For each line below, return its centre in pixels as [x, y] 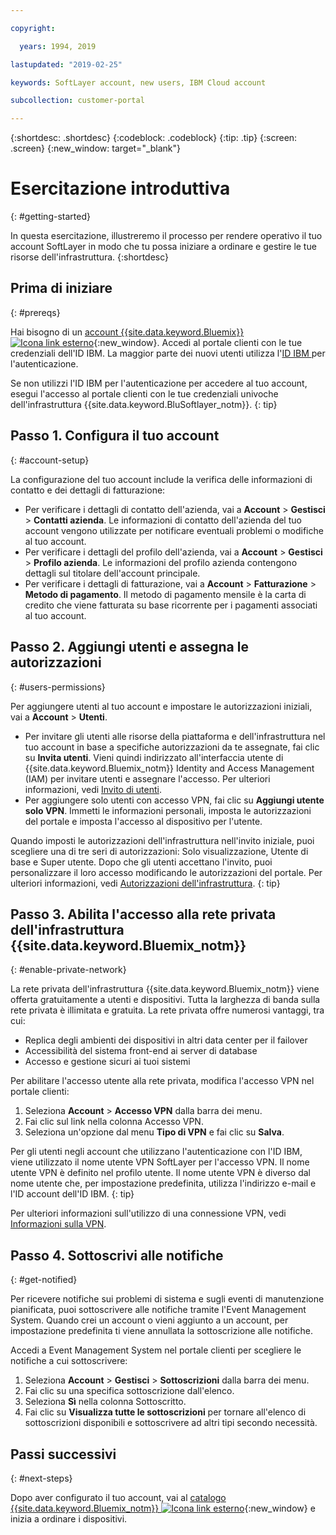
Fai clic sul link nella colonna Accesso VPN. [114, 1122]
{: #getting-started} [50, 217]
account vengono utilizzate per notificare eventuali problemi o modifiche [174, 530]
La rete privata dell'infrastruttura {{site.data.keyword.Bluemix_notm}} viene [165, 989]
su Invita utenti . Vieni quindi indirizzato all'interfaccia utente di [154, 757]
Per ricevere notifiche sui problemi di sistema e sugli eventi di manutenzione [167, 1299]
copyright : [33, 28]
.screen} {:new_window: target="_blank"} [96, 148]
